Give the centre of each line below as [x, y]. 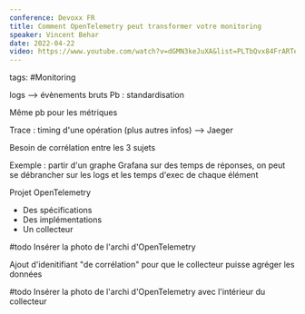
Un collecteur [48, 230]
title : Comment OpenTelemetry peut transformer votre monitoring [135, 26]
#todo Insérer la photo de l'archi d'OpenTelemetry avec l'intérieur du [138, 292]
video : [22, 52]
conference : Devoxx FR [52, 18]
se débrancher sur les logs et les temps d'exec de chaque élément [134, 175]
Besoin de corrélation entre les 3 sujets [83, 148]
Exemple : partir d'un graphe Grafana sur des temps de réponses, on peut [148, 165]
